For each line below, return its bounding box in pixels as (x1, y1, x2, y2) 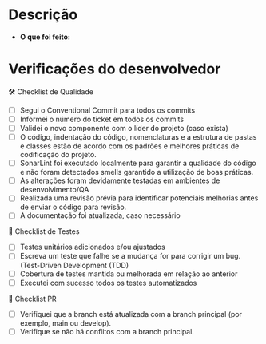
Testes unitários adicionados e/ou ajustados (19, 242, 165, 252)
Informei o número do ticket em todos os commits (19, 114, 185, 124)
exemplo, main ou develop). (19, 318, 112, 328)
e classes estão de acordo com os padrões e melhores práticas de (19, 141, 240, 151)
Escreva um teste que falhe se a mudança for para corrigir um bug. (19, 251, 241, 261)
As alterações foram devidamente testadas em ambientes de (19, 176, 220, 185)
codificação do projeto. (19, 150, 97, 160)
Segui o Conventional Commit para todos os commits (19, 105, 196, 115)
